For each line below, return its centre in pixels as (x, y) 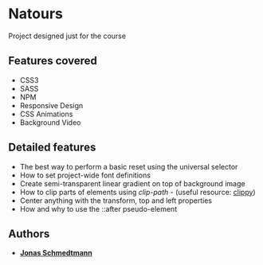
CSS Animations (46, 114)
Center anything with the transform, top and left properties (116, 201)
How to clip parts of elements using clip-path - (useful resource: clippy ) (138, 192)
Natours (36, 14)
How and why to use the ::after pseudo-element (98, 208)
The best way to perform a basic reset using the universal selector (129, 166)
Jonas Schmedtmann (56, 253)
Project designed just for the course (67, 36)
